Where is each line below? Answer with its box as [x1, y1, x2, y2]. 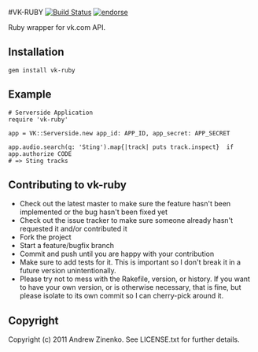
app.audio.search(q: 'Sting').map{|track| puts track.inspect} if [8, 143, 234, 151]
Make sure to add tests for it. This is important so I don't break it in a [19, 258, 241, 267]
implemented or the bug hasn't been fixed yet [19, 207, 168, 217]
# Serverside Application [8, 109, 93, 117]
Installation [8, 46, 64, 59]
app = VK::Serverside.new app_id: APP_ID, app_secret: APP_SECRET [8, 129, 230, 137]
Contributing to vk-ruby [8, 178, 127, 192]
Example [8, 87, 52, 102]
